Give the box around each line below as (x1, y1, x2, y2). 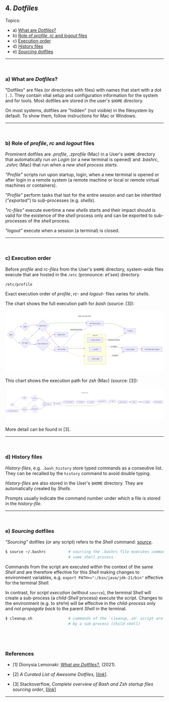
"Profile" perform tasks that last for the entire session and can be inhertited (5, 192, 161, 198)
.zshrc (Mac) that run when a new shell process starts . (5, 162, 118, 168)
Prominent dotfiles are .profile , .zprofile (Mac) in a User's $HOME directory (5, 151, 155, 158)
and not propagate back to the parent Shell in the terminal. (5, 605, 127, 611)
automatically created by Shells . (5, 485, 71, 491)
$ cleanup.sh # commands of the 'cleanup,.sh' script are (5, 616, 163, 621)
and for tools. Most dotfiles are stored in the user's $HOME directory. (5, 98, 144, 104)
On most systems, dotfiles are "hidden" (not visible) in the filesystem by (5, 108, 154, 114)
